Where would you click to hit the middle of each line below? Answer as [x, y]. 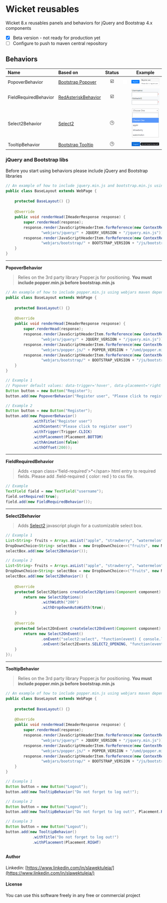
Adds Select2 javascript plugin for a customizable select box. [80, 525]
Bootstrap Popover [77, 82]
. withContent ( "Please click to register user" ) [82, 427]
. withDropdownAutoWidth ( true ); [73, 608]
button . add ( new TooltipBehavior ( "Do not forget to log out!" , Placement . [83, 812]
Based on [68, 72]
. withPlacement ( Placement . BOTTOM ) [68, 437]
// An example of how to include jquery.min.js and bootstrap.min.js [79, 185]
